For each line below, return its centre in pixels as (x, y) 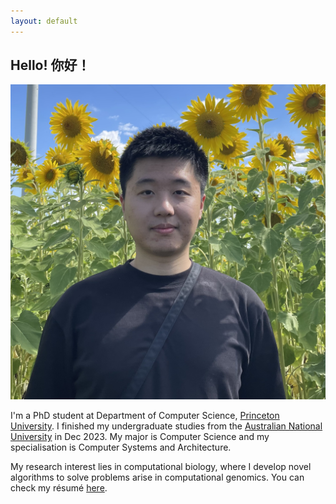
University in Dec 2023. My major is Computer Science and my (140, 437)
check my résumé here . (59, 488)
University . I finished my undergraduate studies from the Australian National (166, 426)
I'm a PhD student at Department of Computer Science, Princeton (145, 416)
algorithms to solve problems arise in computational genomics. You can (157, 477)
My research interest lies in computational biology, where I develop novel (161, 467)
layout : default (44, 21)
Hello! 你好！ (50, 65)
